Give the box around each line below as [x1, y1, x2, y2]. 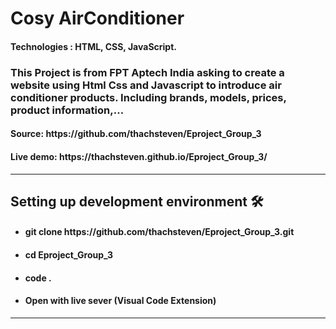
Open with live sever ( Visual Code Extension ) [24, 295, 217, 307]
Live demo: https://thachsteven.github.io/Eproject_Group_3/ [10, 150, 268, 162]
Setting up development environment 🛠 [10, 193, 264, 210]
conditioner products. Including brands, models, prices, [10, 90, 287, 104]
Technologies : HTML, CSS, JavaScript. [10, 40, 177, 52]
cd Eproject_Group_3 [24, 249, 114, 261]
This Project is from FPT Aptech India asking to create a [10, 65, 285, 79]
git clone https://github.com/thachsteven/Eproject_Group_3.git [24, 226, 295, 238]
